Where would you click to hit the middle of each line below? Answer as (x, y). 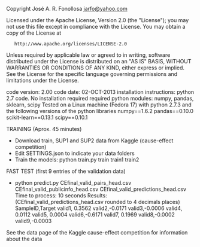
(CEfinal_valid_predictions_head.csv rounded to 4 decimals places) (98, 202)
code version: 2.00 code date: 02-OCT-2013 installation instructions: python (100, 92)
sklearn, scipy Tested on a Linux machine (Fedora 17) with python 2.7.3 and (99, 105)
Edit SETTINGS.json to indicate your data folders (75, 153)
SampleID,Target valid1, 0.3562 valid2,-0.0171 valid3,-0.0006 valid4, (99, 208)
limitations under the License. (43, 80)
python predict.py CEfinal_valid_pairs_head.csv (73, 183)
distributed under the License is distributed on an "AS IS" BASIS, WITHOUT (99, 61)
